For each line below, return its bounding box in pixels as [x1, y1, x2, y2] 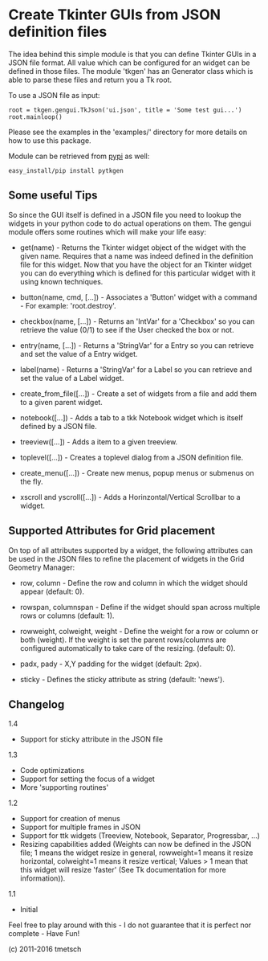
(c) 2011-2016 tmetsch [8, 944, 82, 954]
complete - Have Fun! [8, 929, 80, 939]
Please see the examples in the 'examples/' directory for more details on [8, 127, 247, 137]
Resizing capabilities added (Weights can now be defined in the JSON [19, 840, 252, 849]
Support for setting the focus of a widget [19, 774, 155, 784]
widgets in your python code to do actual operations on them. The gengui [8, 219, 252, 228]
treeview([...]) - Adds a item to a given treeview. [19, 436, 178, 447]
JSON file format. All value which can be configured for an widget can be [8, 58, 250, 67]
